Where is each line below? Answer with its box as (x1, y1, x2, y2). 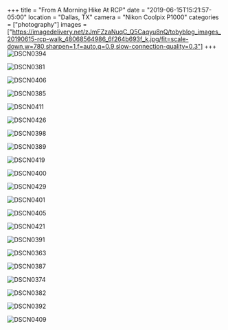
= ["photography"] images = (7, 21, 87, 28)
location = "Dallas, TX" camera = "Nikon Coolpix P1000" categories (28, 13, 219, 21)
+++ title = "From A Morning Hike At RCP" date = (7, 6, 146, 14)
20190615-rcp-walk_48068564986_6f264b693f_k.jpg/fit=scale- (7, 35, 189, 43)
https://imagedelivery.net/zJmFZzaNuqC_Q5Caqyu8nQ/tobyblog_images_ (12, 27, 221, 36)
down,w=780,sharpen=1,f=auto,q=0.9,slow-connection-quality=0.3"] (7, 43, 203, 50)
